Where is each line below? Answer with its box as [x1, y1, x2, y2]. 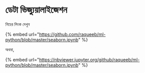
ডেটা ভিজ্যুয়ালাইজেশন [5, 4, 68, 16]
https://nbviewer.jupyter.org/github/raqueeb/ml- [39, 56, 140, 62]
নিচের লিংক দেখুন [5, 21, 30, 27]
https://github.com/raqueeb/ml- [39, 31, 106, 37]
